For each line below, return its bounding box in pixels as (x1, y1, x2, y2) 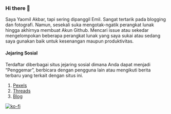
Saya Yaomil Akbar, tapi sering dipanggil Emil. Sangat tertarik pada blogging (5, 16, 166, 23)
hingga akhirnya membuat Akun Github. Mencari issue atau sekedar (5, 27, 149, 33)
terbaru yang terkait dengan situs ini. (5, 72, 83, 79)
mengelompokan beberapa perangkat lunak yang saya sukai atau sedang (5, 33, 161, 39)
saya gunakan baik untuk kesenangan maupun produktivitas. (5, 38, 134, 44)
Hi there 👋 (5, 5, 31, 12)
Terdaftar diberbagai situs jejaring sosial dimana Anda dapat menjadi (5, 61, 150, 67)
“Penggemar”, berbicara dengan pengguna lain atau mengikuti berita (5, 67, 151, 73)
